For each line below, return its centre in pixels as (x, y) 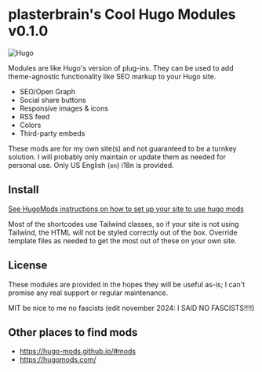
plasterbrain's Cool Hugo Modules (122, 15)
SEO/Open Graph (47, 91)
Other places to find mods (73, 332)
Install (24, 190)
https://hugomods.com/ (58, 359)
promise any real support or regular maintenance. (88, 293)
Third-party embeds (52, 133)
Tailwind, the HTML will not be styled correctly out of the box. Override (123, 232)
